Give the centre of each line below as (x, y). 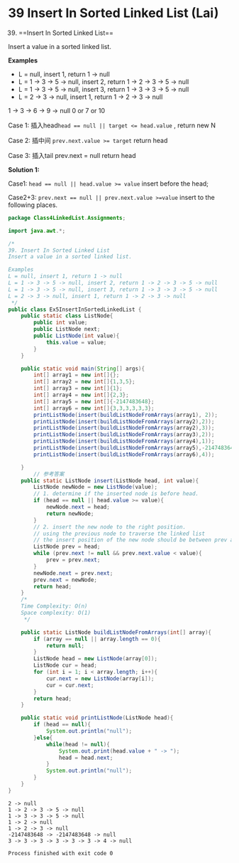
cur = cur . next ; (70, 685)
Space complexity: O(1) (56, 613)
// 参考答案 (49, 474)
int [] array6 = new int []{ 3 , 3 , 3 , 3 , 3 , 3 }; (94, 408)
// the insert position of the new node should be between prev (130, 540)
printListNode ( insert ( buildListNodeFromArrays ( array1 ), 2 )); (126, 415)
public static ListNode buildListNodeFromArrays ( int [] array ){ (116, 632)
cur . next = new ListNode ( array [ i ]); (100, 678)
